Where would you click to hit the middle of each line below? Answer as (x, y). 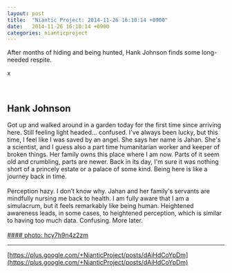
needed (18, 60)
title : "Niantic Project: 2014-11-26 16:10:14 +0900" (88, 20)
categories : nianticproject (48, 33)
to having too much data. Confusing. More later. (75, 220)
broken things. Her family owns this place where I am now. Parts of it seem (113, 154)
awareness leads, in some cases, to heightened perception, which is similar (115, 213)
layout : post (26, 13)
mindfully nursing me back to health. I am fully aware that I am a (98, 198)
